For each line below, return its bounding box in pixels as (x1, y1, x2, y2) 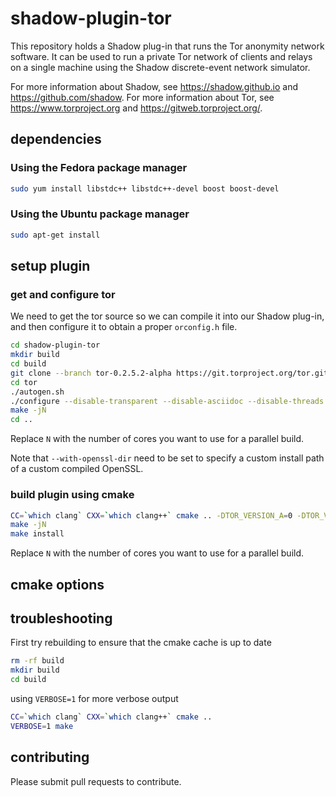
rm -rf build (10, 656, 65, 666)
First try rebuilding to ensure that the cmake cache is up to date (10, 637, 272, 649)
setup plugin (10, 258, 91, 275)
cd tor (10, 377, 38, 387)
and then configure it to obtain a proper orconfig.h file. (10, 321, 238, 333)
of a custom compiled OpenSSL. (10, 463, 144, 475)
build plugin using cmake (10, 488, 135, 502)
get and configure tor (10, 287, 116, 301)
